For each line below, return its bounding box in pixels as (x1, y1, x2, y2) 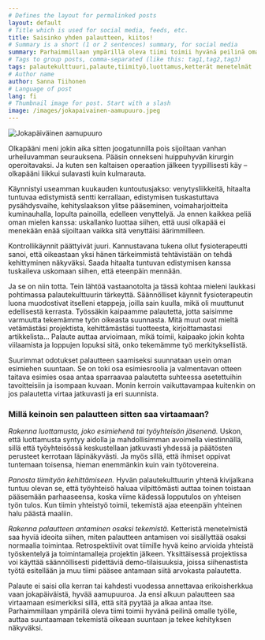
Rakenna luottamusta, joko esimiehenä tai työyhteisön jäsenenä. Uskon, (8, 426, 243, 436)
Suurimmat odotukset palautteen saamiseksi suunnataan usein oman (8, 355, 232, 365)
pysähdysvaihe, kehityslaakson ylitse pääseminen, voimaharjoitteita (8, 201, 229, 210)
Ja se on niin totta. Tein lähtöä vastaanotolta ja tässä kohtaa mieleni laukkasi (8, 281, 256, 291)
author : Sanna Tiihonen (8, 77, 87, 85)
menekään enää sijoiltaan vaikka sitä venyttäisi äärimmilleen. (8, 226, 206, 235)
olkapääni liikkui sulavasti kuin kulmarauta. (8, 169, 147, 178)
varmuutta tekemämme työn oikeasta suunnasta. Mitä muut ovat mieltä (8, 315, 239, 324)
